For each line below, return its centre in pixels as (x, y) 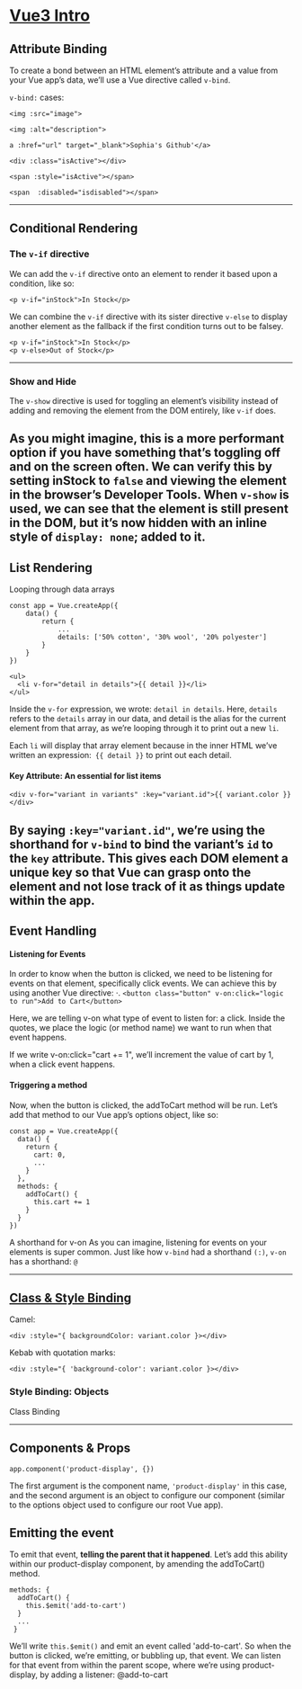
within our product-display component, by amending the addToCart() (137, 1564)
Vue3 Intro (50, 16)
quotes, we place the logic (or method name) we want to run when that (141, 1028)
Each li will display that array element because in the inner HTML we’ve (143, 746)
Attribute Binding (58, 49)
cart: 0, (49, 1155)
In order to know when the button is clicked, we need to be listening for (141, 974)
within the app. (53, 900)
